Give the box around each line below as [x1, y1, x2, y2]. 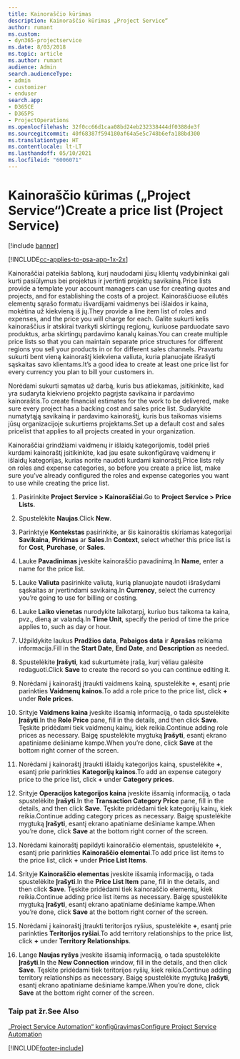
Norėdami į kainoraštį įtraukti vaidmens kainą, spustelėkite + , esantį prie [18, 679, 231, 688]
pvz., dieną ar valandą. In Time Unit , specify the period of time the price [18, 615, 229, 623]
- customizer [8, 84, 47, 91]
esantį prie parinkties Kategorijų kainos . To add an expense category [18, 767, 221, 776]
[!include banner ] [8, 241, 59, 250]
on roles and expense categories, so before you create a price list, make [8, 463, 221, 472]
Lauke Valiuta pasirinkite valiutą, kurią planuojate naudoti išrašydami [18, 578, 221, 586]
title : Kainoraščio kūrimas [8, 10, 92, 18]
